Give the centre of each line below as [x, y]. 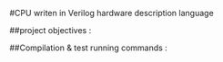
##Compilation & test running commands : [89, 48]
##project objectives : [51, 30]
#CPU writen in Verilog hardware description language [111, 13]
